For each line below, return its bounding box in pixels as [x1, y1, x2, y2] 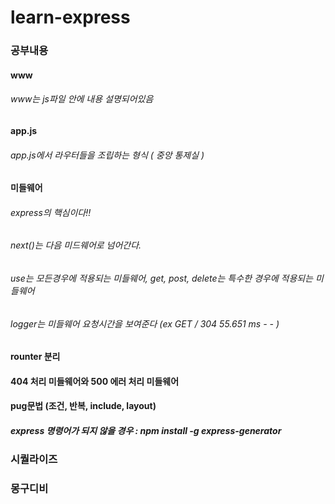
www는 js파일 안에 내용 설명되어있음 [10, 93, 154, 105]
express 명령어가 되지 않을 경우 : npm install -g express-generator [10, 424, 282, 436]
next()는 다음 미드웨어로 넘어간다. [10, 239, 142, 251]
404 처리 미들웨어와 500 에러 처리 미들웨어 [10, 375, 180, 387]
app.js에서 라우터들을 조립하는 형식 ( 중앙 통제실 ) [10, 149, 205, 161]
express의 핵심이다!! [10, 206, 92, 218]
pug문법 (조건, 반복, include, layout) [10, 400, 157, 412]
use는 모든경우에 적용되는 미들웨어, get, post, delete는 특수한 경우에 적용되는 [10, 272, 314, 284]
